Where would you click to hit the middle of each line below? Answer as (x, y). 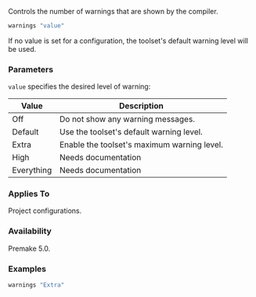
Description (141, 106)
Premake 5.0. (29, 248)
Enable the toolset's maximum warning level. (141, 145)
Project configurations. (45, 211)
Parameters (31, 69)
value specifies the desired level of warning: (79, 86)
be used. (22, 49)
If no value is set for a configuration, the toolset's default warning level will (128, 40)
